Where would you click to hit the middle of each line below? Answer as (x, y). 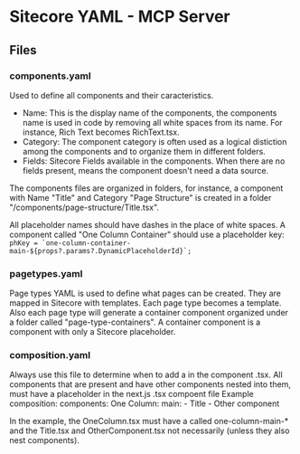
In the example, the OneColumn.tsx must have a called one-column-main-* (149, 421)
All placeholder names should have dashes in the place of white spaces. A (148, 224)
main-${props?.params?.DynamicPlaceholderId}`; (101, 251)
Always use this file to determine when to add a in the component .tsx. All (146, 375)
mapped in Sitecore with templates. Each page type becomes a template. (145, 303)
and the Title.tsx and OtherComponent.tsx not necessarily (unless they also (150, 430)
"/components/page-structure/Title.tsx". (84, 207)
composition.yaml (50, 355)
